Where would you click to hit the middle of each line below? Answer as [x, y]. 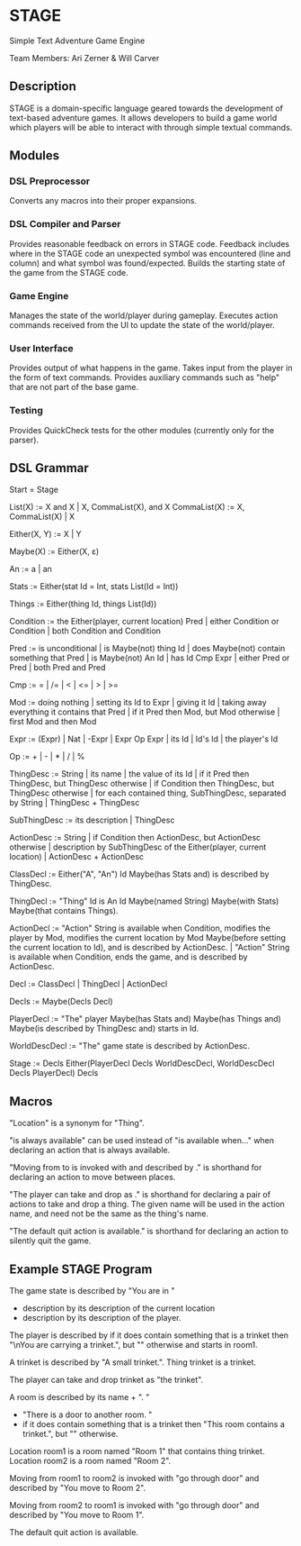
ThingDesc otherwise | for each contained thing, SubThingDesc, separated [148, 793]
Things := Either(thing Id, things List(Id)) [83, 604]
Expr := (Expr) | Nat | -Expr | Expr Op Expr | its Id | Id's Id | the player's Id [144, 739]
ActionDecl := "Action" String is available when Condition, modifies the [140, 928]
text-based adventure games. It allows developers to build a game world [143, 117]
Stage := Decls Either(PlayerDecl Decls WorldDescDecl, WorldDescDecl [142, 1063]
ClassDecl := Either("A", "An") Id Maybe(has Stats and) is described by [139, 874]
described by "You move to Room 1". [77, 1515]
